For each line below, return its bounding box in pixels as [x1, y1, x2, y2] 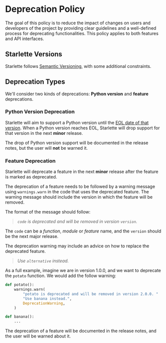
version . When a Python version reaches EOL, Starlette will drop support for [5, 125, 160, 131]
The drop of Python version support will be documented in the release [5, 140, 149, 146]
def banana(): [5, 314, 35, 319]
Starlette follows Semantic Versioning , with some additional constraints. [5, 63, 152, 69]
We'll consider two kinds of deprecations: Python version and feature [5, 91, 149, 97]
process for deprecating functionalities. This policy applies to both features [5, 30, 159, 36]
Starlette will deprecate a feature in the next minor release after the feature [5, 169, 159, 174]
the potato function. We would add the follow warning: [5, 273, 116, 279]
